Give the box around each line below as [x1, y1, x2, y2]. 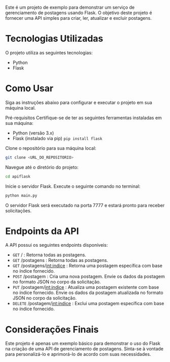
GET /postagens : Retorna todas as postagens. [12, 257, 108, 264]
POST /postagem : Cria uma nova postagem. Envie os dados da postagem [12, 274, 165, 280]
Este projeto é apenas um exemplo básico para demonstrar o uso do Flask [5, 340, 161, 347]
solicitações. [5, 208, 32, 214]
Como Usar [5, 83, 54, 94]
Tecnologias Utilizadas [5, 33, 104, 45]
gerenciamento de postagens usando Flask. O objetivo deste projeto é [5, 10, 152, 16]
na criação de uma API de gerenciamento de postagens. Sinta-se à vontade [5, 346, 164, 352]
